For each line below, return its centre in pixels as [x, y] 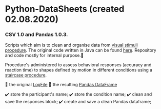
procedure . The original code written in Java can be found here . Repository [81, 50]
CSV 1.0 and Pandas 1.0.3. [37, 35]
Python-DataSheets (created [65, 9]
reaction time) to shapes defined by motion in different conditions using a [79, 70]
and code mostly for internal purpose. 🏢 [44, 55]
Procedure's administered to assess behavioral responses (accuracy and [78, 65]
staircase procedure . [26, 75]
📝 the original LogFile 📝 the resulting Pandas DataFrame [61, 85]
